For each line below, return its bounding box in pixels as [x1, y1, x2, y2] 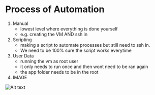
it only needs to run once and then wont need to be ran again [20, 64, 148, 70]
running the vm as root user [20, 58, 79, 64]
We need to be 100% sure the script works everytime [20, 47, 132, 53]
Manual [12, 20, 29, 26]
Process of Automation [5, 4, 105, 15]
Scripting [12, 37, 32, 43]
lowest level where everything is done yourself [20, 25, 118, 31]
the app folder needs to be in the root [20, 69, 99, 75]
